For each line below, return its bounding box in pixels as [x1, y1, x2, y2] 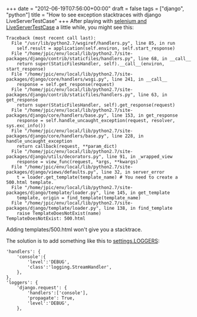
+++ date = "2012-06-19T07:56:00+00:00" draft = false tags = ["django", [6, 5, 185, 12]
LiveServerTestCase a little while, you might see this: [6, 24, 134, 31]
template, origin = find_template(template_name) [17, 195, 142, 201]
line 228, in [111, 133, 144, 139]
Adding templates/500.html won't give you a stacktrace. [6, 226, 143, 233]
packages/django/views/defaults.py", [6, 169, 99, 175]
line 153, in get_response [111, 113, 178, 118]
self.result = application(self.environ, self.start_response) [17, 45, 176, 51]
